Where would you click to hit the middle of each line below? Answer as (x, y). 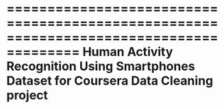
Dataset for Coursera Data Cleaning (110, 81)
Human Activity (128, 52)
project (27, 95)
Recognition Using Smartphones (101, 66)
